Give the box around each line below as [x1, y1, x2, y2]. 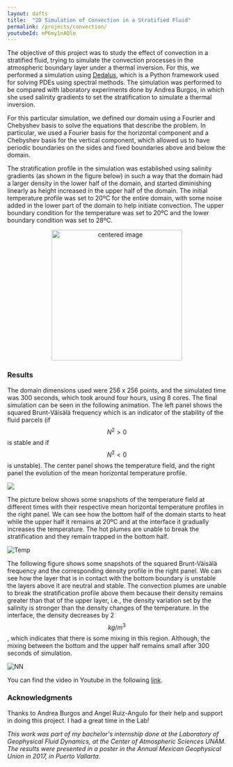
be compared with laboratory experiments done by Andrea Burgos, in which [7, 86, 225, 94]
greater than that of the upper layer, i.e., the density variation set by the [7, 596, 212, 604]
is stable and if [7, 438, 49, 447]
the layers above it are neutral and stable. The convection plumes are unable [7, 581, 227, 590]
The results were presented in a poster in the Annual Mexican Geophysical [7, 744, 221, 752]
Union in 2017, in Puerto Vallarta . [7, 752, 101, 760]
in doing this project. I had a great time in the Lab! [7, 716, 150, 725]
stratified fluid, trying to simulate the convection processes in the [7, 56, 193, 65]
